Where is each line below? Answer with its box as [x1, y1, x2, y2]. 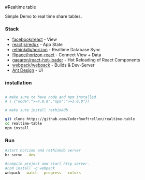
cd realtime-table [5, 121, 42, 126]
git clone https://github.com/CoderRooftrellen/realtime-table [5, 117, 135, 121]
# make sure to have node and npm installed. [5, 94, 98, 100]
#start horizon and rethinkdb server [5, 148, 81, 153]
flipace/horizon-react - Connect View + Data [12, 52, 101, 58]
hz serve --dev [5, 152, 36, 158]
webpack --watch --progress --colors [5, 170, 81, 175]
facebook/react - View [12, 36, 57, 43]
